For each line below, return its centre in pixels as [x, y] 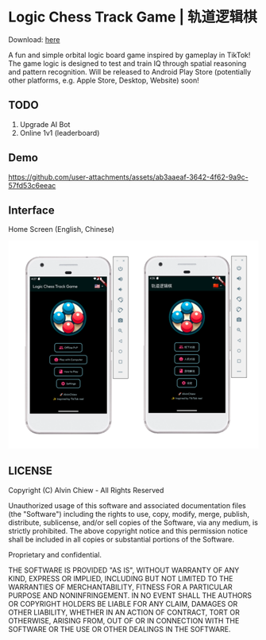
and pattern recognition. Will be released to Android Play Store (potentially [130, 71]
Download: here [34, 39]
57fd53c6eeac [32, 185]
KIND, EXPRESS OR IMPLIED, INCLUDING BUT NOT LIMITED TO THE [121, 578]
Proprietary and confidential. [55, 554]
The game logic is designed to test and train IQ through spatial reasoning [127, 63]
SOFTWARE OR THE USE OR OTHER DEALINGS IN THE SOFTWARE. [120, 629]
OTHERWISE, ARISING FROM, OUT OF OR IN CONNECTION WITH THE [124, 620]
